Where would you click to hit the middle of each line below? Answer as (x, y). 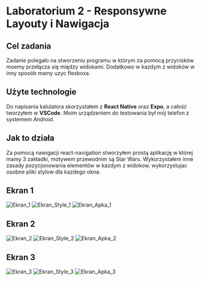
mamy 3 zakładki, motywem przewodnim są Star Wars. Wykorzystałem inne (100, 159)
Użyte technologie (41, 92)
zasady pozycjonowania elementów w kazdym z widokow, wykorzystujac (97, 165)
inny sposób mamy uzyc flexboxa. (48, 73)
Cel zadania (29, 46)
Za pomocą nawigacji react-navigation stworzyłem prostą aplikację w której (100, 153)
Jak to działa (30, 138)
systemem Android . (30, 119)
